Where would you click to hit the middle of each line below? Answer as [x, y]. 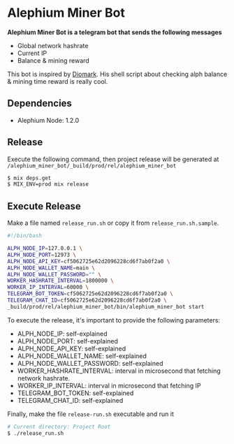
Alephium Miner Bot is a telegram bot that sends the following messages [115, 32]
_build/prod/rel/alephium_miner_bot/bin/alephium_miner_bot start [106, 306]
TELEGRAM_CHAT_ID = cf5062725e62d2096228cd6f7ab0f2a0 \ [87, 300]
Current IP [32, 53]
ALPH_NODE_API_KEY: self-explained [72, 348]
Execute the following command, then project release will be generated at [113, 159]
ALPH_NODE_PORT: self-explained [68, 341]
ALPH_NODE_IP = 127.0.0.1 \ [45, 249]
